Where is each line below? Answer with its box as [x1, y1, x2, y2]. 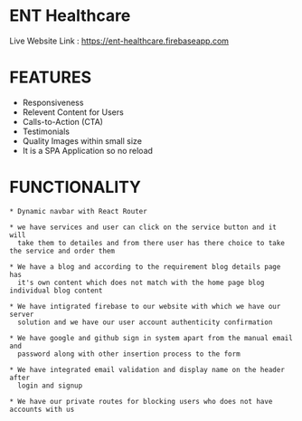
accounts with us [9, 405, 75, 414]
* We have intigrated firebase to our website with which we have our [9, 301, 281, 311]
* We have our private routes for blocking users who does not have [9, 397, 273, 406]
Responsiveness [22, 97, 84, 108]
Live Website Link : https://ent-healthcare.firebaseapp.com [9, 35, 229, 46]
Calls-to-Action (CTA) [22, 116, 104, 127]
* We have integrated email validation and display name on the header [9, 365, 285, 374]
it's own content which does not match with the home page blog [17, 278, 265, 287]
